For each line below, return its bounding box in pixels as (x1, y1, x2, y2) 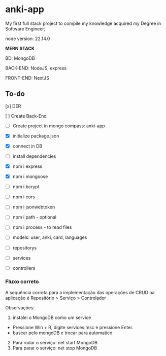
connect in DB (12, 143, 43, 149)
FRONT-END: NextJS (5, 75, 49, 81)
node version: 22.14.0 (5, 35, 50, 42)
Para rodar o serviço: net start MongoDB (12, 339, 98, 345)
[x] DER (5, 103, 21, 109)
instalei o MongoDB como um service (12, 314, 91, 321)
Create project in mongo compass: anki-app (12, 123, 105, 129)
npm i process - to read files (12, 224, 72, 230)
